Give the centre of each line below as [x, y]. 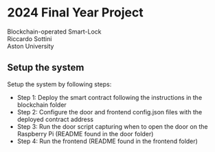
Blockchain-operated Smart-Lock [54, 31]
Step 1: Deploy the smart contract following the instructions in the [110, 97]
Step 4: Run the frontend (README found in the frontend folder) [107, 141]
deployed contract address [55, 119]
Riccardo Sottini [30, 38]
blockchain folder [42, 105]
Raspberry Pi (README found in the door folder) [85, 134]
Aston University [31, 46]
